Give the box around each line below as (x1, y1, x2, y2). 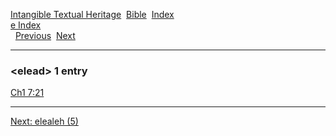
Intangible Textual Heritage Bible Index (10, 9, 175, 20)
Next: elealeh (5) (10, 115, 79, 128)
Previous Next (14, 30, 76, 41)
